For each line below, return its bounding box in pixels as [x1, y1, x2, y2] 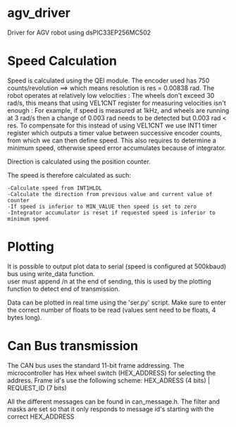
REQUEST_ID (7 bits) [7, 383, 67, 392]
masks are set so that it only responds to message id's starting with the [7, 404, 214, 413]
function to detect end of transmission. [7, 284, 120, 293]
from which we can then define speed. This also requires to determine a [7, 136, 216, 144]
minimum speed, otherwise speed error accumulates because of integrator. [7, 143, 227, 152]
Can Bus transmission [7, 338, 139, 354]
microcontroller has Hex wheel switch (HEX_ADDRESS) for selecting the [7, 369, 216, 377]
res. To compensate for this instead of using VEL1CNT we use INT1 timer [7, 121, 218, 130]
